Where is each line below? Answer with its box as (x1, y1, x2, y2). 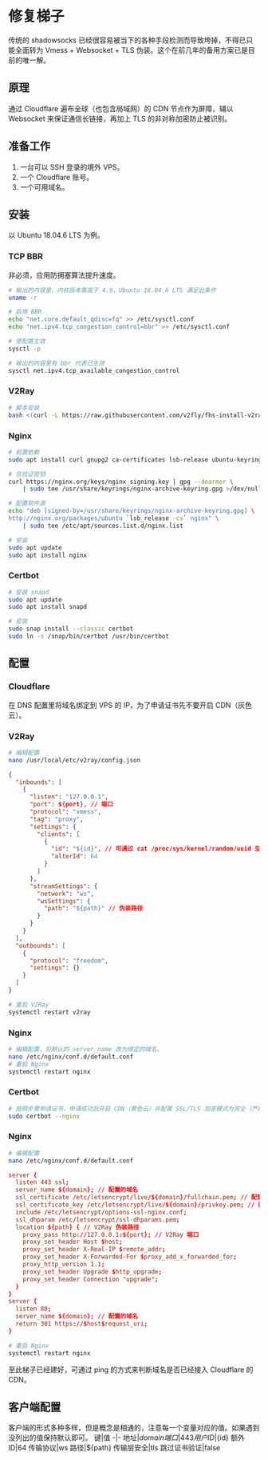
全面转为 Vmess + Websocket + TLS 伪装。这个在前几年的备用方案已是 (14, 45, 249, 54)
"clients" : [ (37, 830, 81, 838)
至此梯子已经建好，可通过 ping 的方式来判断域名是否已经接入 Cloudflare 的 (8, 1365, 254, 1374)
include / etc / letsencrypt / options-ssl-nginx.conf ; (15, 1208, 187, 1216)
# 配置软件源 (8, 499, 45, 508)
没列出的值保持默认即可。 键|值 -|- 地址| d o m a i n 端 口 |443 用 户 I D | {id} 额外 (8, 1433, 245, 1442)
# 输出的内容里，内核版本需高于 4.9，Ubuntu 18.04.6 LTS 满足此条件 (8, 286, 217, 294)
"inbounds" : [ (15, 778, 62, 786)
